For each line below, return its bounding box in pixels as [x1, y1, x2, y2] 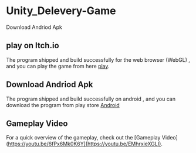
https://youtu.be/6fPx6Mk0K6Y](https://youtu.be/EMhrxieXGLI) [8, 140, 161, 148]
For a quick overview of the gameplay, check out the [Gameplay [6, 134, 161, 141]
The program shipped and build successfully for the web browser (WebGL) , [6, 56, 191, 63]
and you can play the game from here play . [6, 62, 110, 69]
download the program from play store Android [6, 101, 120, 108]
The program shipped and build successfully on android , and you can [6, 95, 176, 102]
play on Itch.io [6, 41, 60, 51]
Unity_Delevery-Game [6, 4, 116, 18]
